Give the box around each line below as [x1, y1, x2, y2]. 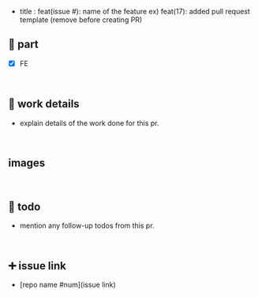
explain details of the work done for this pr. [19, 118, 159, 128]
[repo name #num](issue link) [19, 280, 116, 290]
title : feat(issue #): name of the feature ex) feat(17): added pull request [19, 7, 251, 16]
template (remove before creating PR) [19, 15, 143, 24]
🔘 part [8, 38, 39, 51]
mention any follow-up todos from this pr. [19, 221, 155, 231]
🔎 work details [8, 98, 80, 111]
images [8, 157, 46, 170]
